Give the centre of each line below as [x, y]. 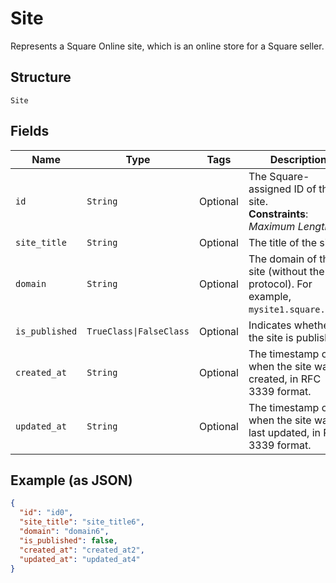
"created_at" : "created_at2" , [82, 550]
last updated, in [284, 432]
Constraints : [278, 214]
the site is [271, 337]
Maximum [272, 226]
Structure [41, 77]
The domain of [282, 259]
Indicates [270, 325]
